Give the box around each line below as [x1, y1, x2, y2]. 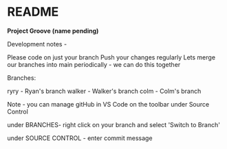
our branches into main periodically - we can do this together [7, 60, 181, 68]
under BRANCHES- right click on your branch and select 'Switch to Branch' [7, 120, 220, 128]
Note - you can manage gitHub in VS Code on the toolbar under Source [7, 100, 210, 108]
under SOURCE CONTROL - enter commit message [7, 134, 153, 142]
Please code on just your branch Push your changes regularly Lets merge [7, 53, 215, 62]
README [7, 4, 59, 20]
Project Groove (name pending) [7, 27, 99, 35]
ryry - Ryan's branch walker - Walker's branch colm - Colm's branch [7, 87, 202, 95]
